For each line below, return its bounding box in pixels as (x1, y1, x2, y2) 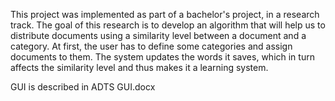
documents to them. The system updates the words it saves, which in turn (10, 51, 315, 63)
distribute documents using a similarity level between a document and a (10, 30, 307, 41)
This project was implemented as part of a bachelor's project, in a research (10, 9, 320, 20)
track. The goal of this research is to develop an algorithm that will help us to (10, 19, 326, 31)
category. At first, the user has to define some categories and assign (10, 40, 293, 52)
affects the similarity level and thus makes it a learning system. (10, 62, 269, 73)
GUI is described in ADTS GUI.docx (10, 81, 156, 93)
